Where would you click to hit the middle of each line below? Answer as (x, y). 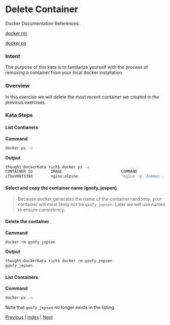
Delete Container (42, 9)
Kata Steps (19, 115)
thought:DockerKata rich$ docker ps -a (47, 167)
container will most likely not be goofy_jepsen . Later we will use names (91, 204)
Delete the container (27, 221)
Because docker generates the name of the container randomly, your (90, 199)
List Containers (22, 277)
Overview (18, 86)
